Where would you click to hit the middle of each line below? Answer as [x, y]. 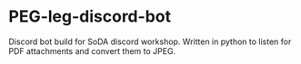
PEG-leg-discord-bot [90, 17]
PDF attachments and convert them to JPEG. [92, 50]
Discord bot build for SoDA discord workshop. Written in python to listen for [150, 41]
